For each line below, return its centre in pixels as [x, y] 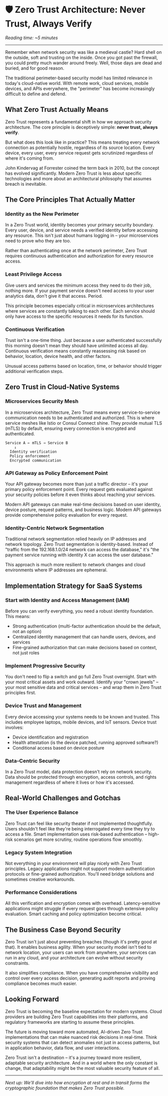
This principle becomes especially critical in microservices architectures [79, 306]
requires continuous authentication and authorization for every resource [79, 256]
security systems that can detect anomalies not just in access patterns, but [82, 1042]
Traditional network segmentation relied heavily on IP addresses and [76, 539]
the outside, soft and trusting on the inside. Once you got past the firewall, [82, 57]
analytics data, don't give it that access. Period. [54, 296]
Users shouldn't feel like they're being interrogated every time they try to [80, 828]
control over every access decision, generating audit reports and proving [80, 978]
